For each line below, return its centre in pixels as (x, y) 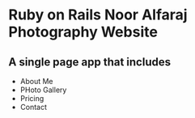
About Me (37, 81)
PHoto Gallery (43, 90)
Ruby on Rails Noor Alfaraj (98, 15)
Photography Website (83, 32)
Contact (33, 107)
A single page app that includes (90, 62)
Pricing (32, 98)
